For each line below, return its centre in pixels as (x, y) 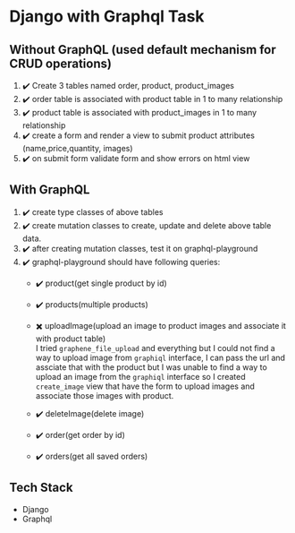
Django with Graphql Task (107, 17)
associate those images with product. (105, 395)
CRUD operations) (60, 63)
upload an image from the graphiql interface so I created (140, 376)
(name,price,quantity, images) (77, 148)
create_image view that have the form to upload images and (145, 386)
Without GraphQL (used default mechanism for (143, 50)
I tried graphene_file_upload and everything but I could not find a (155, 348)
